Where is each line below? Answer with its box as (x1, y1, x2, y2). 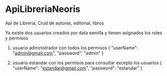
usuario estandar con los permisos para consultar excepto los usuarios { (12, 59, 162, 65)
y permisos (5, 35, 28, 41)
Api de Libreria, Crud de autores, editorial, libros (5, 20, 104, 26)
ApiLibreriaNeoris (5, 3, 80, 15)
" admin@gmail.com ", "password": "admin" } (12, 50, 104, 56)
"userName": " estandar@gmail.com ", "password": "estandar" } (12, 65, 142, 71)
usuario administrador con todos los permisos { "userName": (12, 44, 138, 50)
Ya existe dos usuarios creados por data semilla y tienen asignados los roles (5, 29, 162, 35)
